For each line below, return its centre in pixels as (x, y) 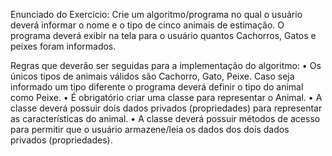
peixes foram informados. (63, 46)
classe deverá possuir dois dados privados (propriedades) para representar (166, 108)
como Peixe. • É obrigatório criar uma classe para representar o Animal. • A (166, 97)
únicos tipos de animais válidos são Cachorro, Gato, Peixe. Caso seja (152, 76)
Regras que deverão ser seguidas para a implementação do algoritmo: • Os (166, 65)
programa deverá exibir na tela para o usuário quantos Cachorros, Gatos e (163, 35)
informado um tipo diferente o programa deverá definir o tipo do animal (157, 87)
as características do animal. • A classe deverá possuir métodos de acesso (165, 118)
